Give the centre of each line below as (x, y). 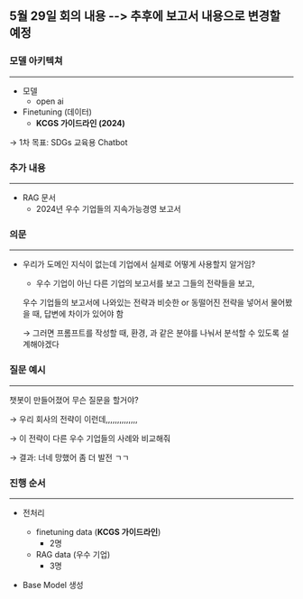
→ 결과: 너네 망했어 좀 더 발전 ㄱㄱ (69, 457)
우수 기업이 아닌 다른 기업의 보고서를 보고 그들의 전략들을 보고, (145, 283)
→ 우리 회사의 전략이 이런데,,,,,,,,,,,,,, (73, 419)
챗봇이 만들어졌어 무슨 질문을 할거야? (74, 400)
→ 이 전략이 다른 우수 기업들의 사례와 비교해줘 (90, 438)
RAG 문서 (39, 198)
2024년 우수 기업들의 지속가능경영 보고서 (109, 208)
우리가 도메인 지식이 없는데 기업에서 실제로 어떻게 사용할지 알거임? (138, 264)
